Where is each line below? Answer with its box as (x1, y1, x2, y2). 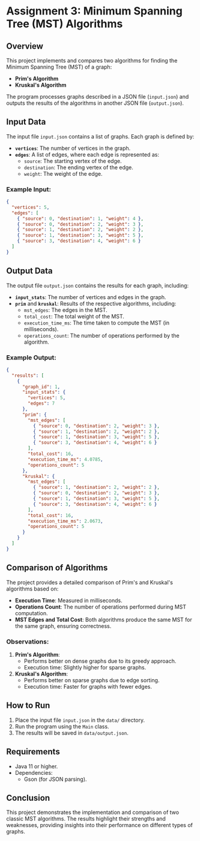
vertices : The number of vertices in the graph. (14, 144, 131, 152)
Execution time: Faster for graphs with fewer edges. (23, 683, 152, 690)
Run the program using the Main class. (14, 722, 109, 730)
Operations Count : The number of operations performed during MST (14, 603, 187, 610)
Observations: (6, 637, 49, 645)
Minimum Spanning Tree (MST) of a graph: (6, 63, 112, 70)
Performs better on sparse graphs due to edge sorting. (23, 676, 160, 684)
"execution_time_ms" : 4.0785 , (28, 456, 103, 462)
